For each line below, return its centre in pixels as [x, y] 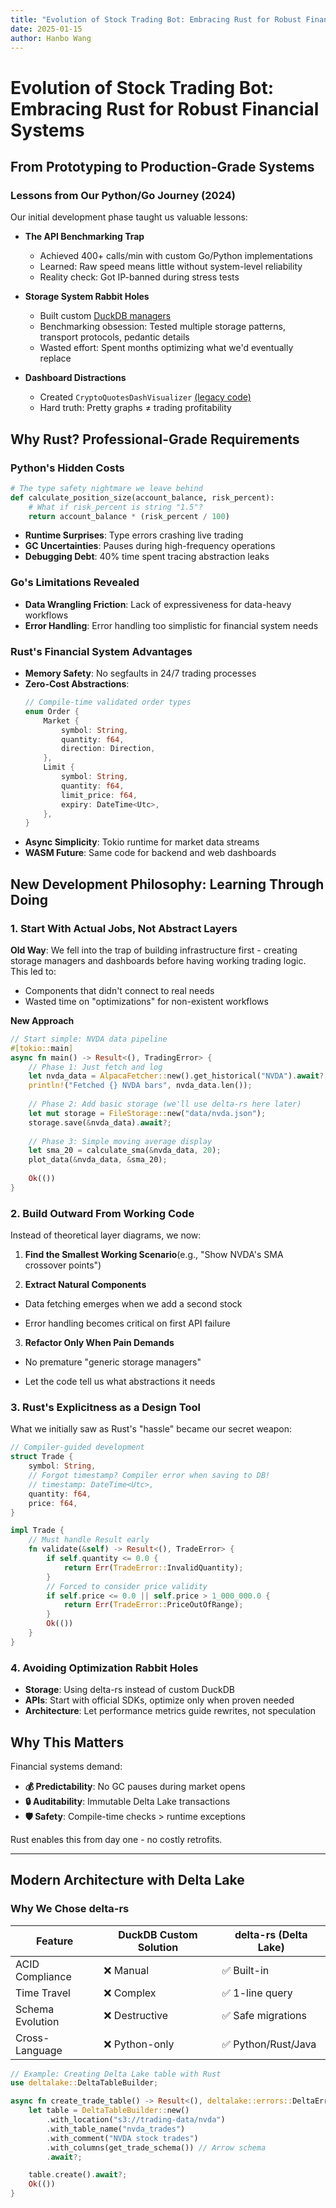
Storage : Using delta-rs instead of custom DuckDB [129, 1690]
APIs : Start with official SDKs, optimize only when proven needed [159, 1700]
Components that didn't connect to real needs [119, 990]
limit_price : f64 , [99, 795]
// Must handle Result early [89, 1540]
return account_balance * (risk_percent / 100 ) [129, 516]
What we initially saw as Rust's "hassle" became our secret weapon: [151, 1429]
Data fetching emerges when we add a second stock [133, 1304]
